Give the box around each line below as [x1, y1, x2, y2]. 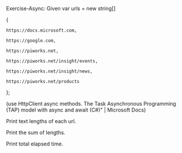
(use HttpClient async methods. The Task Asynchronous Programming [6, 100, 177, 107]
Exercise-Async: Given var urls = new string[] [6, 5, 116, 12]
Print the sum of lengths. [6, 129, 66, 136]
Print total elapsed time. [6, 140, 63, 147]
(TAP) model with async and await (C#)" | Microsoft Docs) [6, 106, 146, 113]
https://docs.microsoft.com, [6, 27, 77, 33]
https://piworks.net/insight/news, [6, 68, 93, 74]
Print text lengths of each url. [6, 118, 76, 124]
